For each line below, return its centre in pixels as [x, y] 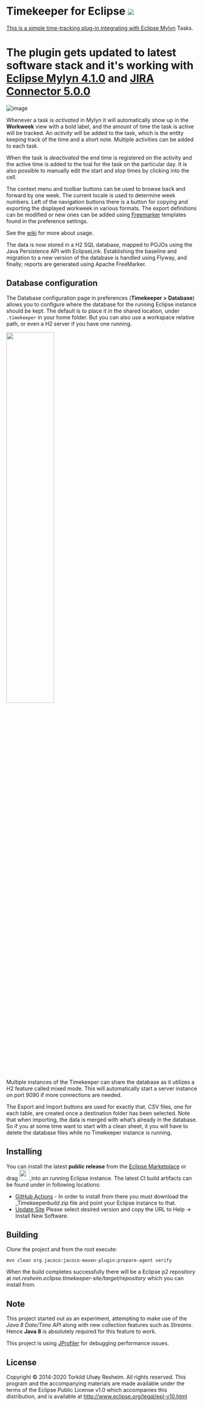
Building [22, 1235]
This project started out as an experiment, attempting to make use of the [97, 1318]
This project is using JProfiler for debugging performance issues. [88, 1343]
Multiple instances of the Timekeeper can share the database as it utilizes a [101, 1082]
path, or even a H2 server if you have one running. [69, 324]
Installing [24, 1151]
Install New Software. [42, 1216]
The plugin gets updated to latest [92, 53]
